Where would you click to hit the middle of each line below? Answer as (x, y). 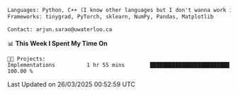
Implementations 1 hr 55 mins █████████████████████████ (119, 65)
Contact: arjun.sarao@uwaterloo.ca (60, 29)
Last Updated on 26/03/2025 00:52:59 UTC (72, 84)
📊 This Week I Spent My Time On (57, 43)
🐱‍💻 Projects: (27, 59)
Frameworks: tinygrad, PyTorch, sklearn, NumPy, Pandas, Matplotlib (110, 17)
